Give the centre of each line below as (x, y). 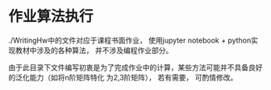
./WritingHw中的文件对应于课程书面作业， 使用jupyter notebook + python (130, 40)
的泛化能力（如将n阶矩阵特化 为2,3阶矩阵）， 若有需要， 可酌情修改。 (123, 77)
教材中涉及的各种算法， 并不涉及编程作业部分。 (94, 50)
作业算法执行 (51, 16)
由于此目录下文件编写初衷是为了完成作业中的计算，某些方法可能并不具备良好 (135, 67)
